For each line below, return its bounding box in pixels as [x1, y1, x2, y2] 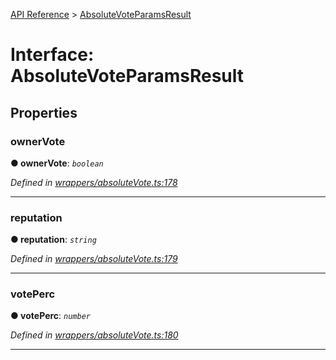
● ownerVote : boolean [10, 157, 104, 169]
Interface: [10, 44, 95, 66]
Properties [10, 104, 78, 121]
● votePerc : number [10, 310, 91, 322]
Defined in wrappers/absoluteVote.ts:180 [10, 329, 179, 341]
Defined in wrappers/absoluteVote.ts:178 [10, 176, 178, 188]
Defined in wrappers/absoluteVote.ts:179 [10, 253, 178, 265]
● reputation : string [10, 234, 97, 246]
